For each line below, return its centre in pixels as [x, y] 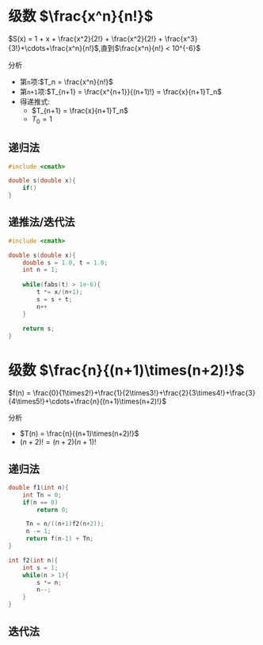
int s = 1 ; [40, 567]
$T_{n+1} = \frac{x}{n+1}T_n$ [80, 110]
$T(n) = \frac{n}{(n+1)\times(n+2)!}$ [79, 433]
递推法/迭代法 [42, 222]
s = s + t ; [55, 299]
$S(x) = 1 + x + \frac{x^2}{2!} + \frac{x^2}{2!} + [86, 38]
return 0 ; [53, 510]
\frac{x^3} [181, 38]
